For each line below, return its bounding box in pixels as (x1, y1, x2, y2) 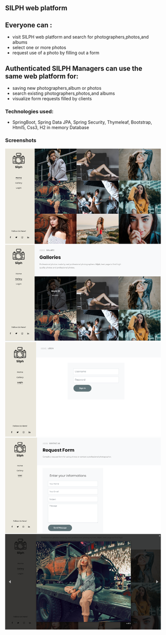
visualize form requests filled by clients (12, 96, 92, 102)
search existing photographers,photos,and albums (12, 90, 115, 96)
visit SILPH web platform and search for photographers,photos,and (12, 34, 149, 40)
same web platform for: (5, 72, 79, 80)
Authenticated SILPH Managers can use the (5, 64, 142, 72)
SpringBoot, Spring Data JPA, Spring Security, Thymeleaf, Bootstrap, (12, 119, 152, 126)
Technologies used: (5, 108, 54, 115)
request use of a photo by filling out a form (12, 50, 100, 56)
